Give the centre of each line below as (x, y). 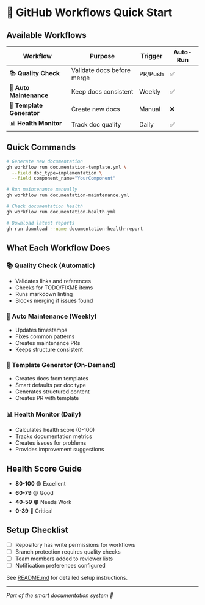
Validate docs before (101, 70)
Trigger (152, 56)
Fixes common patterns (45, 336)
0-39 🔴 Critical (34, 511)
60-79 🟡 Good (34, 492)
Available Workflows (46, 35)
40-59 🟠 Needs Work (43, 502)
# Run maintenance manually (42, 190)
